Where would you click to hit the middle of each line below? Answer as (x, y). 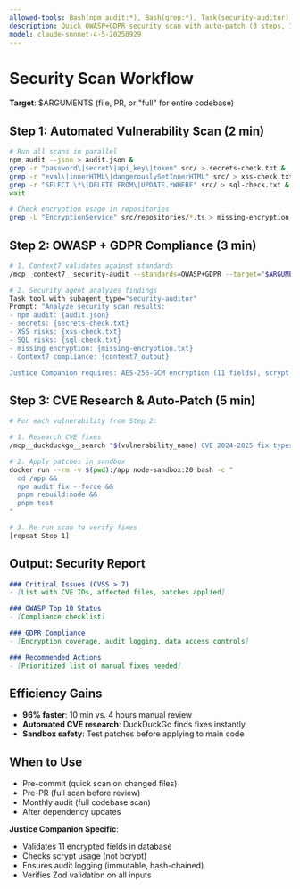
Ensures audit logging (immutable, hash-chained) (113, 866)
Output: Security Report (77, 564)
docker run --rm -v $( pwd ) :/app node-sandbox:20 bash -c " (121, 469)
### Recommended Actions (55, 657)
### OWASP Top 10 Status (55, 609)
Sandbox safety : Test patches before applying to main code (133, 734)
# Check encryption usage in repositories (89, 209)
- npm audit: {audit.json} (59, 315)
